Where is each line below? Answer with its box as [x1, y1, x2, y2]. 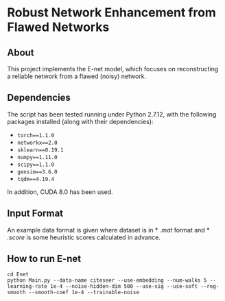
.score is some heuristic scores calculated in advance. [7, 233, 161, 241]
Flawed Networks [7, 19, 110, 35]
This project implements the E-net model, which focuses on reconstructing [7, 65, 219, 73]
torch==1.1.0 [16, 132, 55, 139]
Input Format [7, 208, 64, 219]
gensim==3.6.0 [16, 168, 58, 176]
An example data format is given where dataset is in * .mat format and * [7, 226, 211, 234]
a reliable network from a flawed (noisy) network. [7, 72, 147, 80]
